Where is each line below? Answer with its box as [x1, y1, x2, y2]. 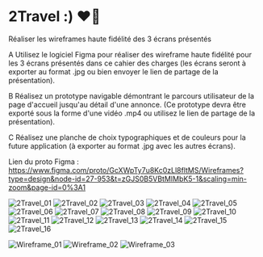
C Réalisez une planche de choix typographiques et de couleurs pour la [8, 133, 246, 142]
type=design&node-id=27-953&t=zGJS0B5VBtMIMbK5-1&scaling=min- [8, 174, 248, 183]
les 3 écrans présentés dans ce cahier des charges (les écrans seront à [8, 58, 246, 68]
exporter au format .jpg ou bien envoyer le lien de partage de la [8, 66, 219, 76]
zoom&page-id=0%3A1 [8, 182, 86, 192]
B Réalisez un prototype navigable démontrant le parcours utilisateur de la [8, 91, 255, 100]
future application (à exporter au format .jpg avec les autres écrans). [8, 141, 236, 150]
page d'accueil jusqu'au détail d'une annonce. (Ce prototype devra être [8, 99, 246, 109]
